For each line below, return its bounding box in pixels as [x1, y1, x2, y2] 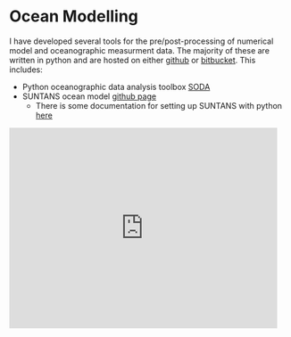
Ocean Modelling [9, 6, 138, 27]
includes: [9, 64, 43, 75]
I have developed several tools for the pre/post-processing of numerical [9, 36, 274, 46]
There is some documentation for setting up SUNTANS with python [35, 100, 283, 111]
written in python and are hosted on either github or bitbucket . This [9, 54, 256, 65]
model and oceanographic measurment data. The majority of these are [9, 45, 270, 55]
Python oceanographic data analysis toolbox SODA [21, 81, 211, 92]
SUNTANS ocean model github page [21, 91, 157, 102]
